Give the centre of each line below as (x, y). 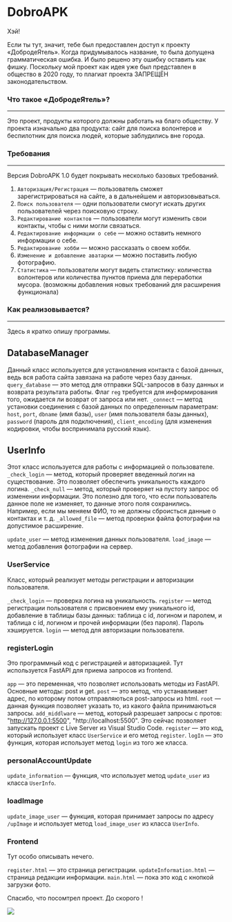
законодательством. (37, 81)
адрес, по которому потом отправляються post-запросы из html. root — (114, 699)
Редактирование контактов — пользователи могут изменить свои (112, 218)
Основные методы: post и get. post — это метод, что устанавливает (107, 691)
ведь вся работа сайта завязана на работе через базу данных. (100, 377)
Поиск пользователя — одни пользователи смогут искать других (111, 203)
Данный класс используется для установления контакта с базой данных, (116, 370)
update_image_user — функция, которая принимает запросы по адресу (110, 816)
